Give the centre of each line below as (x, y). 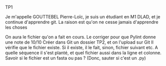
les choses (16, 27)
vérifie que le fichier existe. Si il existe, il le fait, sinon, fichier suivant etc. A (82, 47)
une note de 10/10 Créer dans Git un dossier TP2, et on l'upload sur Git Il (79, 42)
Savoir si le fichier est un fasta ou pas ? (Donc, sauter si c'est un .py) (76, 58)
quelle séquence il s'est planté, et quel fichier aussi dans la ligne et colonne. (83, 53)
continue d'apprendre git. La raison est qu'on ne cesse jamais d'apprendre (82, 22)
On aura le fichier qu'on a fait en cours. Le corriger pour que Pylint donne (81, 37)
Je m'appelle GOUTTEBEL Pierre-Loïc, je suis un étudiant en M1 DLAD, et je (83, 17)
